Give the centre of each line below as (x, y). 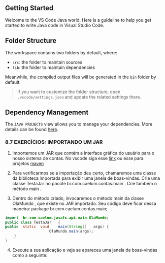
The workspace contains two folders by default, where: (61, 52)
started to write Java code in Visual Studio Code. (55, 25)
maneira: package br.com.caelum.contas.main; (60, 208)
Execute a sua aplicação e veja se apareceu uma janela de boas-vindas (85, 250)
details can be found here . (32, 130)
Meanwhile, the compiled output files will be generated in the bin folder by (81, 77)
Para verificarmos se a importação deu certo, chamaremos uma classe (84, 173)
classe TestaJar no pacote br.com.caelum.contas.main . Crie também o (84, 183)
